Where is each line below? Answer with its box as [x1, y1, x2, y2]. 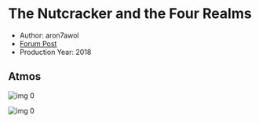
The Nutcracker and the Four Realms [8, 5, 253, 23]
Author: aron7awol [19, 31, 79, 40]
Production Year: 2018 [19, 47, 92, 56]
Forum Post [19, 38, 57, 48]
